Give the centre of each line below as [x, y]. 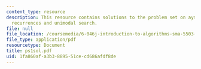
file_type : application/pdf [41, 40]
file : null [20, 28]
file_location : [25, 34]
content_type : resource [36, 12]
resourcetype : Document [36, 46]
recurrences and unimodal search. [54, 23]
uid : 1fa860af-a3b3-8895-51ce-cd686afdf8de [61, 56]
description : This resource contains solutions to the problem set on [96, 17]
